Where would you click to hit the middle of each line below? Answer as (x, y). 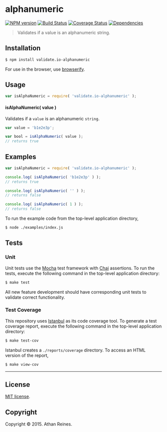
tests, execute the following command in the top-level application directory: (83, 273)
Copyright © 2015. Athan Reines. (39, 424)
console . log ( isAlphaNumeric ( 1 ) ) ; (44, 204)
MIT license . (18, 397)
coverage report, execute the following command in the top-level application (83, 326)
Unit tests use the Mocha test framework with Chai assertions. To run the (80, 268)
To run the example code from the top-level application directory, (72, 218)
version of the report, (27, 355)
